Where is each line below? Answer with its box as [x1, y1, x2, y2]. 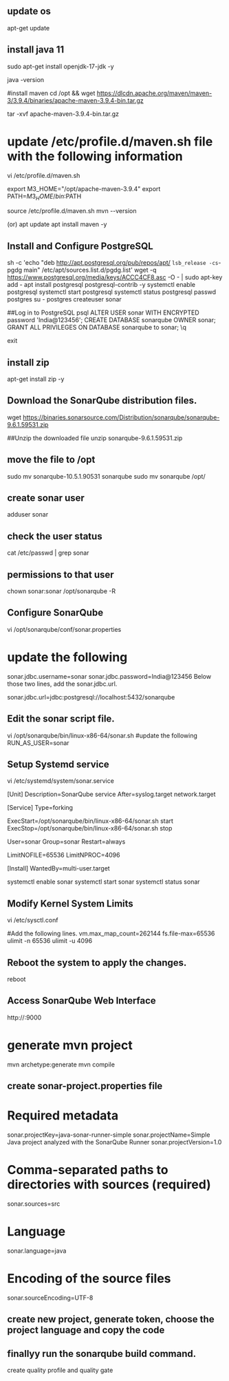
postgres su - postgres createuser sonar [7, 295, 122, 304]
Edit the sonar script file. [7, 713, 115, 725]
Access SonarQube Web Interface [7, 995, 156, 1006]
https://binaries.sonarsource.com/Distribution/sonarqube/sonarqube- [23, 413, 220, 421]
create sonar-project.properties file [7, 1080, 163, 1092]
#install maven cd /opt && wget [7, 89, 96, 97]
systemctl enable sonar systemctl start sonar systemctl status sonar [7, 877, 201, 886]
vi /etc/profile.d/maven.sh [7, 171, 80, 179]
